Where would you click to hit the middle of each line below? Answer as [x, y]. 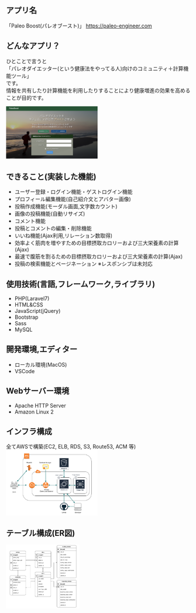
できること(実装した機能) [51, 176]
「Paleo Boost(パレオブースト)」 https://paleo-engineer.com [79, 26]
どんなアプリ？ [33, 46]
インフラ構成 [29, 432]
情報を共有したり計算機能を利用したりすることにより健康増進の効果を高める [98, 90]
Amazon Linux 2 [34, 412]
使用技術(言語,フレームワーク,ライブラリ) [81, 284]
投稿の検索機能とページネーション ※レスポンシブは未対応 [84, 264]
